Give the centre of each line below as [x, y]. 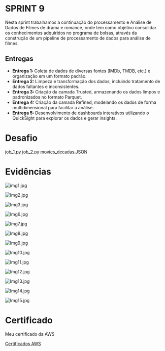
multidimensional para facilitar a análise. [53, 107]
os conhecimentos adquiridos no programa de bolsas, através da [71, 33]
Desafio [21, 138]
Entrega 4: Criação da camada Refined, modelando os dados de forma [84, 102]
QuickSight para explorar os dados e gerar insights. [65, 118]
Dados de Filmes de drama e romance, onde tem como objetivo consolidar [81, 27]
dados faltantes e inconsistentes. [46, 87]
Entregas [19, 59]
